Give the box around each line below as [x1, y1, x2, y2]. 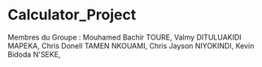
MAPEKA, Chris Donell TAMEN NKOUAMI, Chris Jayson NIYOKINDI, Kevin [7, 40, 255, 50]
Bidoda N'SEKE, [7, 49, 61, 59]
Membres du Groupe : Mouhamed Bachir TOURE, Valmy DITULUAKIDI [7, 32, 242, 42]
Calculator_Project [7, 6, 137, 24]
